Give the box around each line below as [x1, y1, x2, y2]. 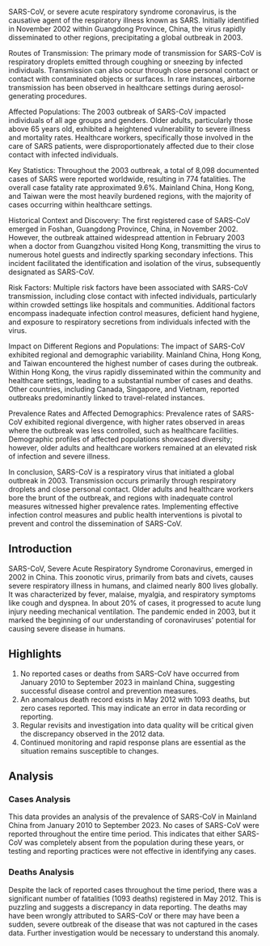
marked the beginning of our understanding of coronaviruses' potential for [8, 614, 256, 625]
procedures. [46, 91, 87, 100]
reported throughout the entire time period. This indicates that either [8, 829, 236, 839]
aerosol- [216, 82, 245, 92]
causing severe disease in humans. [8, 623, 125, 633]
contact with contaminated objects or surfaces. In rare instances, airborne [8, 74, 256, 83]
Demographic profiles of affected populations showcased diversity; [8, 434, 233, 444]
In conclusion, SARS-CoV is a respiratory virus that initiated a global [8, 467, 234, 476]
